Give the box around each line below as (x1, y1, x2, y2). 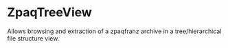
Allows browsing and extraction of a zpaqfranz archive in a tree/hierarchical (7, 27, 222, 35)
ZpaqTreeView (7, 5, 93, 20)
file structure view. (7, 34, 60, 42)
